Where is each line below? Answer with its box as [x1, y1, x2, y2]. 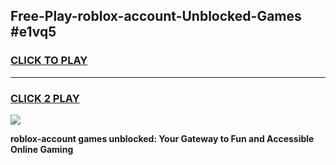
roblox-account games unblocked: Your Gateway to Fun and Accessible [10, 132, 315, 144]
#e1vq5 [10, 24, 57, 41]
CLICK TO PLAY [10, 54, 88, 68]
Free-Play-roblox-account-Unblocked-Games [10, 8, 302, 25]
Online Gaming [10, 143, 74, 155]
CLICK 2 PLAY [10, 91, 80, 105]
